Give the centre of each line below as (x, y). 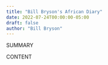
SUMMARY (20, 45)
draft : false (22, 23)
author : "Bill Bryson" (34, 28)
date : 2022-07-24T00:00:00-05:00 (48, 17)
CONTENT (19, 57)
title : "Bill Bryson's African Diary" (54, 12)
